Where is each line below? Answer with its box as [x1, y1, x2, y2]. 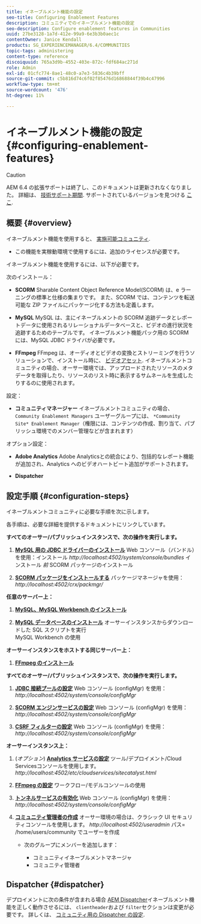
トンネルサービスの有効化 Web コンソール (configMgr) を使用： [14, 794, 172, 802]
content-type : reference [6, 53, 68, 59]
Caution [6, 171, 26, 178]
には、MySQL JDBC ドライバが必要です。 [14, 336, 118, 343]
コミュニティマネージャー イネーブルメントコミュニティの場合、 [14, 405, 173, 412]
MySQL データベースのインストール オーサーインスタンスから [14, 619, 167, 626]
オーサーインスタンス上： [6, 742, 70, 749]
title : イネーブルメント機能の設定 [6, 8, 83, 15]
